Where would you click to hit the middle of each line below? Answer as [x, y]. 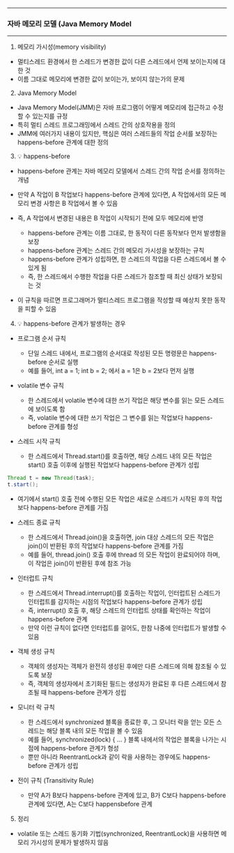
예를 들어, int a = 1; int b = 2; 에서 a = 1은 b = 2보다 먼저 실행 [111, 371]
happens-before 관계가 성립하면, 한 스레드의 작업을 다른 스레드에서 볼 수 [127, 259]
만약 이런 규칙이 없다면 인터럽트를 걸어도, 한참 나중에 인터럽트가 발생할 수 [127, 628]
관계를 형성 [63, 427]
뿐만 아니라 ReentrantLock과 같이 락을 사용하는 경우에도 [104, 757]
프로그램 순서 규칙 [41, 338]
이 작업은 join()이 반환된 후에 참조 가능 [80, 564]
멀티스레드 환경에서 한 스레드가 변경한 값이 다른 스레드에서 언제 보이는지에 [118, 62]
